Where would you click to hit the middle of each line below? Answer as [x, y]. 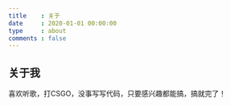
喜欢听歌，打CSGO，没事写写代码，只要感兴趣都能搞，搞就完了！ [118, 94]
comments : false [37, 38]
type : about [37, 31]
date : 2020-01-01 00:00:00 [62, 23]
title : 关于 [34, 16]
